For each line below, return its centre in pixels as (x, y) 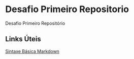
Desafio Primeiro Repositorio (67, 9)
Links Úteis (23, 39)
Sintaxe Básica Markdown (32, 51)
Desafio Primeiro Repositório (35, 23)
